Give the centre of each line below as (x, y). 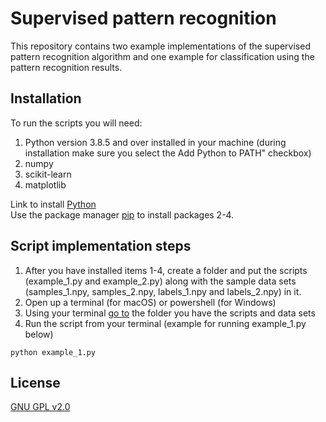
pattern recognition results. (66, 67)
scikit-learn (48, 174)
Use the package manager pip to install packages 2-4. (122, 214)
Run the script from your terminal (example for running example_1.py (165, 323)
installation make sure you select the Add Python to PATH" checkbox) (168, 153)
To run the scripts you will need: (76, 123)
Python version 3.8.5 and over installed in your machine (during (155, 142)
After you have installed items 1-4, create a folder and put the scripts (166, 270)
